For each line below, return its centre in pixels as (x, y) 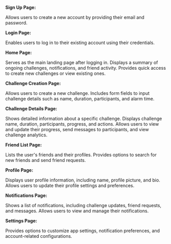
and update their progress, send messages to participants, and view (77, 129)
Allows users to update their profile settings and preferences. (70, 186)
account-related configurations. (39, 236)
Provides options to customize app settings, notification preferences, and (83, 231)
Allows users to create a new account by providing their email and (75, 17)
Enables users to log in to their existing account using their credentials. (80, 43)
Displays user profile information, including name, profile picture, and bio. (83, 180)
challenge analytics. (26, 135)
